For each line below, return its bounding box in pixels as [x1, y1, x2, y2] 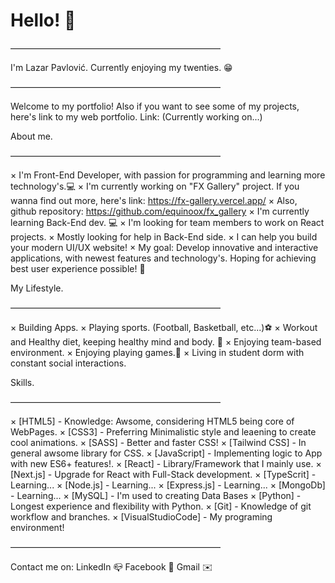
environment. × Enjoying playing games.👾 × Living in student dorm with [10, 346, 305, 358]
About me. [10, 130, 53, 142]
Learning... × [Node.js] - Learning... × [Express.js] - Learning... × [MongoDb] [10, 479, 326, 491]
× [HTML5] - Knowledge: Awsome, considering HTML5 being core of [10, 415, 295, 427]
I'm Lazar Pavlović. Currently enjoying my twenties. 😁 [10, 61, 233, 73]
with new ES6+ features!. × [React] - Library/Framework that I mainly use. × [10, 457, 322, 469]
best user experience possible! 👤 [10, 262, 146, 274]
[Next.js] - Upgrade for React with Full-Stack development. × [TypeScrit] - [10, 468, 317, 480]
